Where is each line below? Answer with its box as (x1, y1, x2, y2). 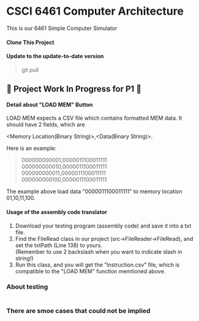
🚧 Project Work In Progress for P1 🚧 (6, 84, 142, 94)
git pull (21, 66, 39, 73)
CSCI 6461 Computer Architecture (6, 4, 184, 18)
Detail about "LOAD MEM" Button (6, 101, 93, 108)
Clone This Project (6, 39, 54, 46)
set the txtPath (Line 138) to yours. (15, 242, 103, 249)
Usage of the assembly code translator (6, 208, 107, 215)
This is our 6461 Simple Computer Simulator (6, 24, 118, 32)
